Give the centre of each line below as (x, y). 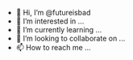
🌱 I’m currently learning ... (59, 30)
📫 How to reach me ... (53, 47)
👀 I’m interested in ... (50, 21)
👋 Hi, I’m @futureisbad (53, 13)
